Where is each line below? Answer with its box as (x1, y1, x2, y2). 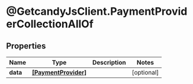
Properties (6, 41, 46, 51)
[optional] (131, 69, 159, 76)
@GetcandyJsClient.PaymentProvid (6, 5, 188, 18)
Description (92, 59, 126, 66)
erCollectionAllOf (6, 17, 94, 31)
